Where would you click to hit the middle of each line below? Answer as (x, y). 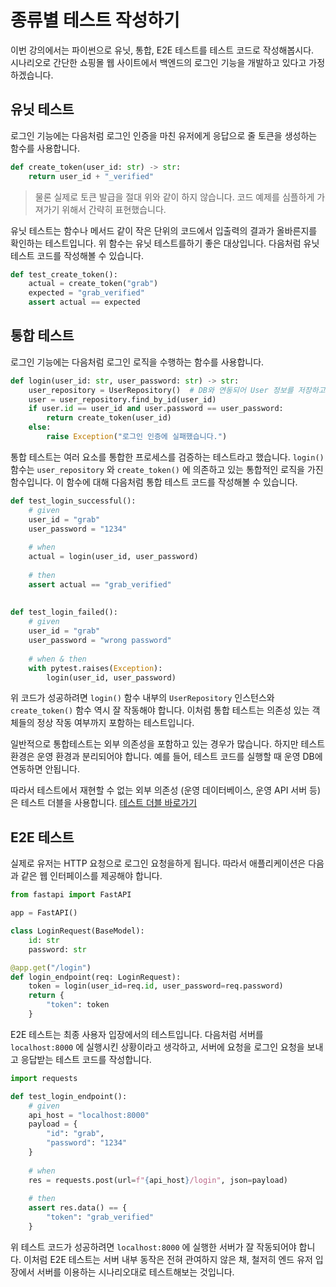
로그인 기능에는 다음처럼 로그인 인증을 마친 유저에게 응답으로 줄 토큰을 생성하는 (164, 135)
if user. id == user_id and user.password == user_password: (156, 409)
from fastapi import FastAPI (71, 895)
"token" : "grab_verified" (100, 1217)
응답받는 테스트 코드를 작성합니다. (86, 1059)
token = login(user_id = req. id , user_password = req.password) (156, 986)
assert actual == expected (84, 302)
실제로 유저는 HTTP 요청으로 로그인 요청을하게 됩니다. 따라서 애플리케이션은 (158, 863)
